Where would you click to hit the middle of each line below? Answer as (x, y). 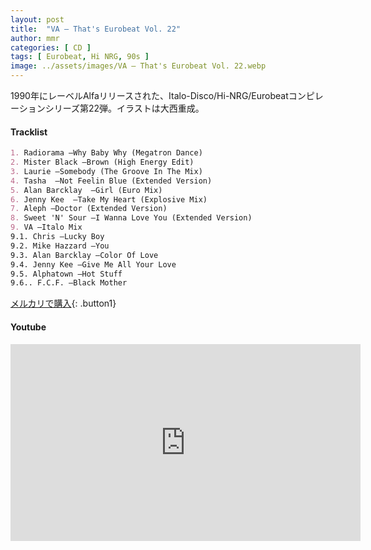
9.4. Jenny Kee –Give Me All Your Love (93, 264)
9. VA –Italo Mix (46, 227)
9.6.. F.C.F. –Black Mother (69, 283)
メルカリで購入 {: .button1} (63, 303)
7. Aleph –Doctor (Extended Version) (89, 209)
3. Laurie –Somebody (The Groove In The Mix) (106, 171)
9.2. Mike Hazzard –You (60, 246)
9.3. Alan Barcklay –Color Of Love (84, 255)
